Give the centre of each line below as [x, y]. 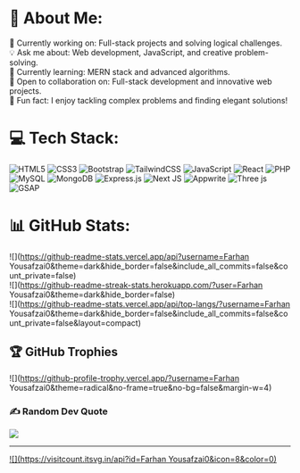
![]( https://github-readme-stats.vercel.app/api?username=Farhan [129, 256]
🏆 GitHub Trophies [64, 352]
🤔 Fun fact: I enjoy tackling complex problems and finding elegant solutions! [149, 100]
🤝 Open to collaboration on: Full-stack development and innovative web [141, 81]
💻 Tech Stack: [64, 138]
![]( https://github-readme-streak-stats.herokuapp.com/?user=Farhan [136, 285]
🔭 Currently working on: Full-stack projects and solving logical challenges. [146, 43]
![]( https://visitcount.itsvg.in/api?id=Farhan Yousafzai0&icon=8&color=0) [143, 459]
